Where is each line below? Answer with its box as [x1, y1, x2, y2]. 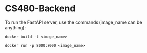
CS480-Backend [5, 3, 76, 14]
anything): [5, 24, 26, 30]
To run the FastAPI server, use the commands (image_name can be [5, 19, 142, 25]
